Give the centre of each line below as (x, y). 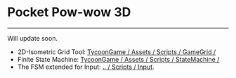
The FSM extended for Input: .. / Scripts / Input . (86, 67)
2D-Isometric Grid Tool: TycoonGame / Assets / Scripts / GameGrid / (117, 52)
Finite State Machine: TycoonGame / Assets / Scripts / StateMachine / (118, 59)
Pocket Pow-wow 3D (69, 12)
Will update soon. (33, 38)
